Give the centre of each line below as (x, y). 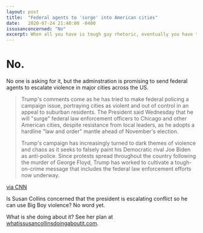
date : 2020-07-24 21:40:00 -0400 (51, 23)
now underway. (40, 176)
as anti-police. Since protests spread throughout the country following (108, 156)
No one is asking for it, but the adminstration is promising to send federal (97, 81)
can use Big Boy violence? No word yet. (56, 205)
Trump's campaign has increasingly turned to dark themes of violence (108, 143)
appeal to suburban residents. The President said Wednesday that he (107, 112)
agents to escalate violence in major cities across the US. (78, 88)
